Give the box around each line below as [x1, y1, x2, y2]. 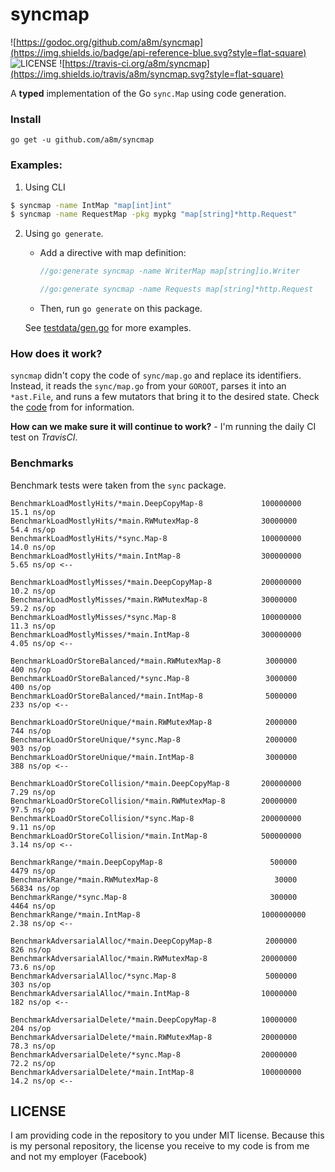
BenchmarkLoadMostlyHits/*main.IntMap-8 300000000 [10, 551, 302, 561]
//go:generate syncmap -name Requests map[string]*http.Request [39, 284, 314, 295]
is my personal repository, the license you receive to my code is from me [10, 1140, 310, 1152]
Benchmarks [10, 456, 74, 470]
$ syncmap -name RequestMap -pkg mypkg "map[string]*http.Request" [10, 209, 298, 220]
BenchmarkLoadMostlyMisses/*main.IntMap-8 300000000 [10, 629, 302, 640]
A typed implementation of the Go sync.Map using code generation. [10, 87, 287, 99]
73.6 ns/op [10, 962, 56, 972]
